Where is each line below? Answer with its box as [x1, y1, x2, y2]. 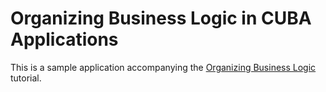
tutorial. [10, 72, 42, 84]
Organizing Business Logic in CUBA [10, 7, 312, 30]
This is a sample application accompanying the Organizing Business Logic [10, 61, 317, 73]
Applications [10, 28, 119, 51]
